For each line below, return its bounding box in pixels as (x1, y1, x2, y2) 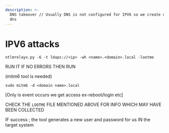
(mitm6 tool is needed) (5, 73, 52, 79)
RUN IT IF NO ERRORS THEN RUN (5, 64, 76, 70)
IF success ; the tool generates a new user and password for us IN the (5, 116, 151, 123)
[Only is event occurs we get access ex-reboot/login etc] (5, 92, 123, 98)
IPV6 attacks (5, 38, 60, 50)
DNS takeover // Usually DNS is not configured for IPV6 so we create (10, 12, 161, 17)
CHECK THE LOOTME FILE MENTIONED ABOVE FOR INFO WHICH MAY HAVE (5, 101, 162, 108)
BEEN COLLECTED (5, 107, 44, 113)
